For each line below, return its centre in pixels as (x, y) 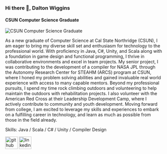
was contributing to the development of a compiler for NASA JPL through (80, 67)
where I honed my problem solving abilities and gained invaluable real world (83, 78)
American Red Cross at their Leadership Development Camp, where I (76, 99)
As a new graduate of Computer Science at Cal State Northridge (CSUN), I (82, 41)
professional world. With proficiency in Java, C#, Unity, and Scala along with (83, 51)
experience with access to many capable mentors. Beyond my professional (82, 83)
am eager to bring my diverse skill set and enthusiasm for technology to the (83, 46)
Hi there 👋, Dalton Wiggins (38, 8)
